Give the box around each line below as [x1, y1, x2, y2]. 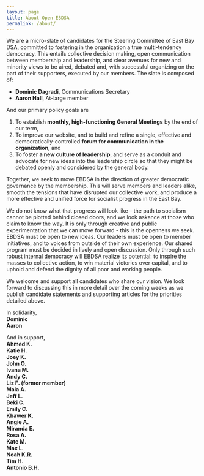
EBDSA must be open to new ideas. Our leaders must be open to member [6, 233, 191, 241]
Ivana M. [6, 366, 29, 374]
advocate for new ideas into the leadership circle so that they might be [15, 157, 193, 165]
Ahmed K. [6, 341, 32, 348]
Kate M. [6, 438, 27, 445]
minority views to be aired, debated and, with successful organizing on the [6, 63, 194, 70]
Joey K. [6, 353, 26, 361]
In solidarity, [6, 309, 37, 316]
